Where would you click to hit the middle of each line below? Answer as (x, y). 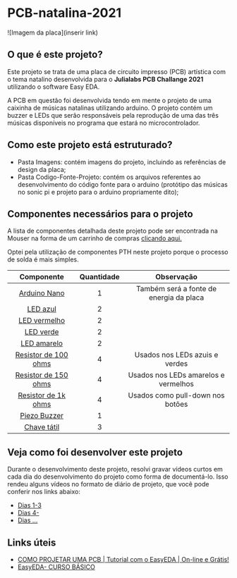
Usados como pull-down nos (176, 395)
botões (176, 405)
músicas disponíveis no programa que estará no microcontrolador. (104, 123)
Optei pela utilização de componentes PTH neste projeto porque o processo (118, 252)
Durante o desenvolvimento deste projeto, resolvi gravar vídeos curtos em (115, 469)
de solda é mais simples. (43, 259)
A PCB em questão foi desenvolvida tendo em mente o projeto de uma (109, 100)
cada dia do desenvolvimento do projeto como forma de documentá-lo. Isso (118, 476)
